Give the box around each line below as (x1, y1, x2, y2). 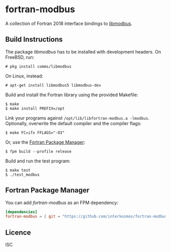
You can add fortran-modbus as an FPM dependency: (5, 200, 119, 206)
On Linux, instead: (5, 73, 43, 79)
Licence (5, 228, 32, 237)
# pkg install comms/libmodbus (5, 64, 72, 69)
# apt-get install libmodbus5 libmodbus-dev (5, 82, 101, 88)
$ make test (5, 167, 31, 173)
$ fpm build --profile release (5, 149, 72, 154)
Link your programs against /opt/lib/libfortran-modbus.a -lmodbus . (5, 115, 150, 121)
